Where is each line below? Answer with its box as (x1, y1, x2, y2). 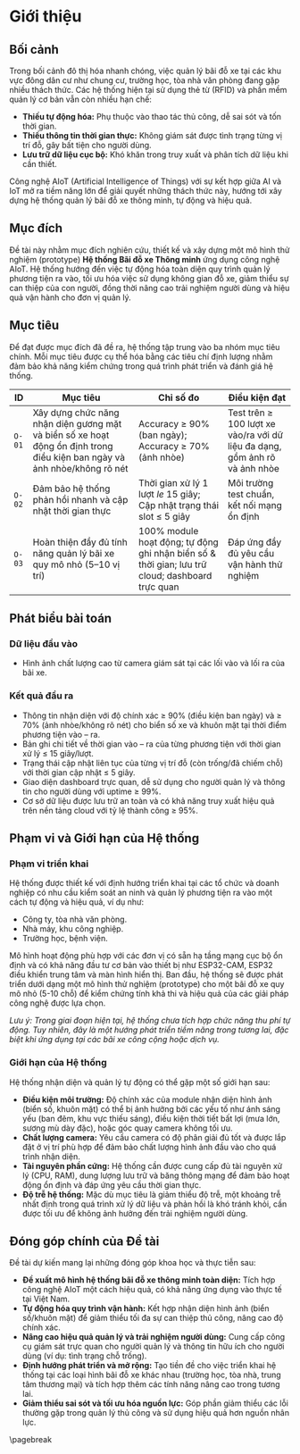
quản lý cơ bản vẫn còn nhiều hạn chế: (9, 94, 152, 104)
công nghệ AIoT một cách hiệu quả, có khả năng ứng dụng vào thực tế (21, 1284, 283, 1295)
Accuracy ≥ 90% (137, 417, 210, 430)
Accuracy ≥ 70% (137, 439, 210, 452)
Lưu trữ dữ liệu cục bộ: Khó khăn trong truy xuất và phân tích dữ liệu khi (21, 149, 288, 160)
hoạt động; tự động (137, 536, 219, 548)
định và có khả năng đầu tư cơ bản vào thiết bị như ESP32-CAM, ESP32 (9, 960, 274, 971)
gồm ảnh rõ (227, 451, 276, 464)
